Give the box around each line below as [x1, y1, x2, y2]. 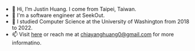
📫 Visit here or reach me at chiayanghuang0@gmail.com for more [11, 31, 174, 38]
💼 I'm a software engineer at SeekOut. [11, 12, 105, 19]
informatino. [11, 39, 41, 46]
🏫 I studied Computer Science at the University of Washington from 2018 [11, 18, 190, 25]
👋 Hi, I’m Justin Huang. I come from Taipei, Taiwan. [11, 6, 136, 12]
